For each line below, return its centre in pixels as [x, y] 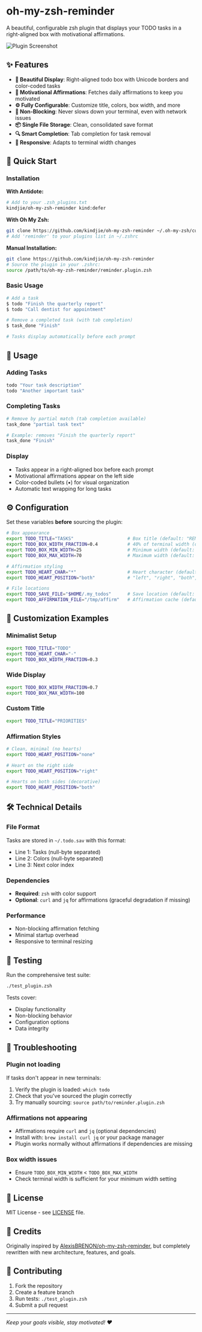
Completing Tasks [33, 406]
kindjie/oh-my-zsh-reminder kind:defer [56, 208]
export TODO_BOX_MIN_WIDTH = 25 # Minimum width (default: [101, 550]
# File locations [28, 589]
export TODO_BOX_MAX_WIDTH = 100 [45, 693]
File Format [23, 827]
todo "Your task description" [44, 385]
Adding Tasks [27, 373]
